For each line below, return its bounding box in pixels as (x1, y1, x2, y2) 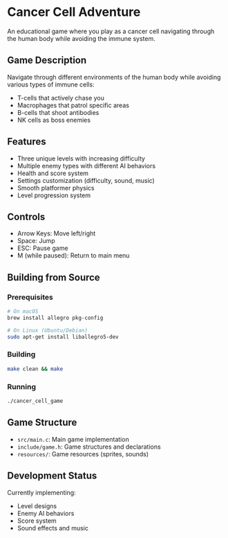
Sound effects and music (17, 523, 88, 532)
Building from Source (7, 271, 100, 283)
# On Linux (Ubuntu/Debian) (7, 327, 88, 334)
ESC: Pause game (17, 244, 68, 253)
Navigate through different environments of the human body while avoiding (7, 73, 221, 81)
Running (7, 382, 37, 391)
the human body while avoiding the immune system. (7, 34, 155, 42)
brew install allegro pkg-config (7, 314, 104, 321)
